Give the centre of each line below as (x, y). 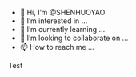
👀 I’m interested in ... (54, 21)
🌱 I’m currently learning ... (62, 29)
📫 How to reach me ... (57, 47)
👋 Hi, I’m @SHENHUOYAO (62, 12)
